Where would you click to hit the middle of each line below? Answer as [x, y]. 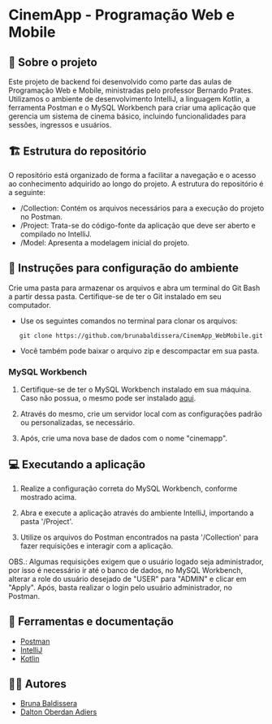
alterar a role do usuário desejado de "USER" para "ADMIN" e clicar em [127, 579]
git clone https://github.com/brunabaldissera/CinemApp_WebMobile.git [141, 336]
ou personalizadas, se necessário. [78, 422]
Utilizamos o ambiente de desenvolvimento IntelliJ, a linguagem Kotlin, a [129, 99]
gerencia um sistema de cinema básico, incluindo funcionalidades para [127, 116]
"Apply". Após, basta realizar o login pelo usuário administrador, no [121, 587]
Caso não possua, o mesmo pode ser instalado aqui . [108, 398]
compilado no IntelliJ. [56, 234]
